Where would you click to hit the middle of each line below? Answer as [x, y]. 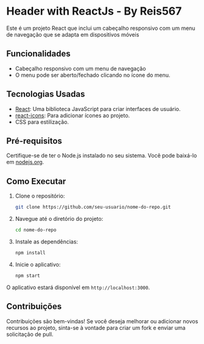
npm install [30, 253]
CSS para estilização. [42, 122]
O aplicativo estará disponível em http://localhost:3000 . [78, 287]
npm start [28, 276]
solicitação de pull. [30, 334]
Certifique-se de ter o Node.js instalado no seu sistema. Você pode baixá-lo [102, 156]
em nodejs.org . [25, 162]
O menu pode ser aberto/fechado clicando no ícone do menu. [93, 75]
